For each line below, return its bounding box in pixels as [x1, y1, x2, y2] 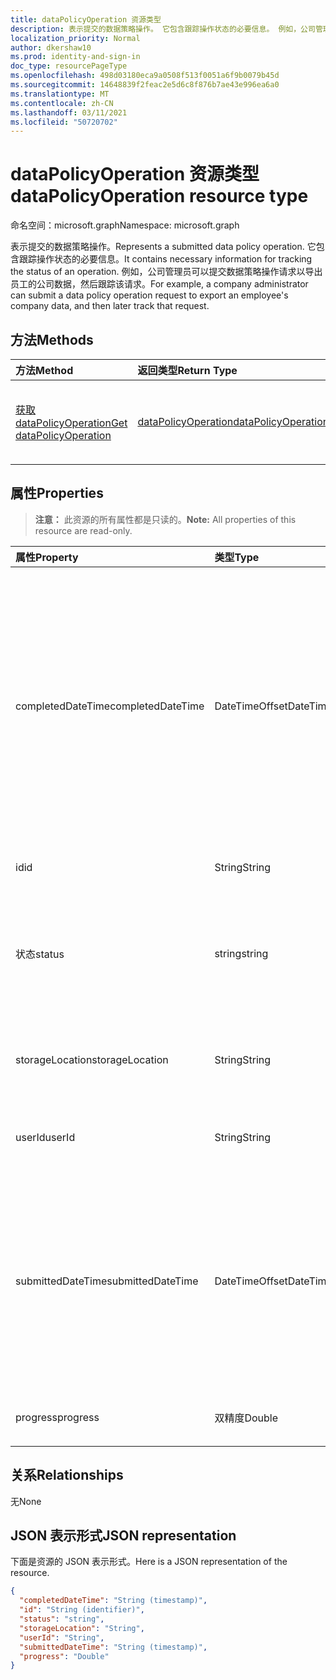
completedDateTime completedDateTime [15, 699, 205, 713]
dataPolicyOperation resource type [10, 185, 309, 208]
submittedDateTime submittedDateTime [15, 1274, 199, 1288]
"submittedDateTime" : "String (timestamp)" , [19, 1642, 208, 1652]
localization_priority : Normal [10, 33, 141, 43]
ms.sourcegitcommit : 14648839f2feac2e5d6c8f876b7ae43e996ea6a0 [10, 80, 280, 90]
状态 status [15, 947, 65, 961]
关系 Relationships [10, 1467, 124, 1484]
